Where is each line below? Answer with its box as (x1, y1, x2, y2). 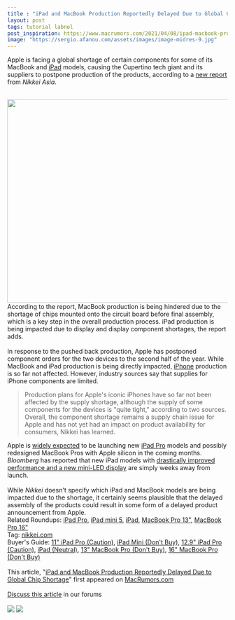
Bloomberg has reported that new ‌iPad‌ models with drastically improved (7, 456, 215, 464)
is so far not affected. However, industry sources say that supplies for (7, 369, 208, 378)
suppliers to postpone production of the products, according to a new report (7, 71, 227, 79)
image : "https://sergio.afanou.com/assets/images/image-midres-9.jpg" (7, 36, 218, 43)
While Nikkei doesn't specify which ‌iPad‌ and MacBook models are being (7, 486, 216, 495)
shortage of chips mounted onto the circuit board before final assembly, (7, 310, 215, 319)
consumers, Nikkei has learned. (24, 428, 116, 436)
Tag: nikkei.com (7, 530, 53, 539)
